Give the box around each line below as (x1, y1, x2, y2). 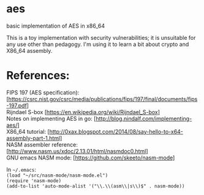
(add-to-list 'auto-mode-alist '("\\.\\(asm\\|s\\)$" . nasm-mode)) (6, 183, 185, 189)
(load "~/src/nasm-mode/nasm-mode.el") (6, 172, 108, 178)
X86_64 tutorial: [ (6, 128, 50, 135)
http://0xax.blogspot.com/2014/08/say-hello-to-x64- (49, 128, 184, 135)
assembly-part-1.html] (6, 134, 62, 142)
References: (6, 69, 70, 83)
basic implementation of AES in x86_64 (6, 22, 105, 29)
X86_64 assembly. (6, 47, 53, 54)
